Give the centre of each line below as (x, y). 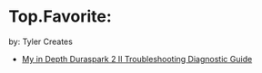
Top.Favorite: (60, 17)
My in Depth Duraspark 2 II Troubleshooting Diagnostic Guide (137, 59)
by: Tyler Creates (41, 41)
